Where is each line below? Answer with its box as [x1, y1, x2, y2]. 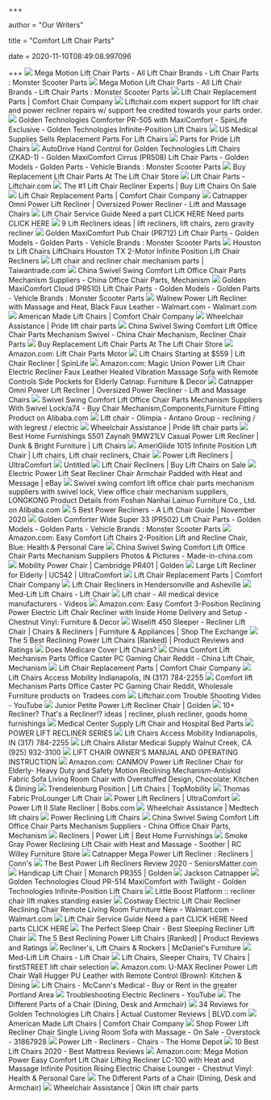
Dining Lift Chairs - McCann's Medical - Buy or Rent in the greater [8, 980, 238, 990]
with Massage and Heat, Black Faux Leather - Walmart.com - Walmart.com [8, 302, 257, 311]
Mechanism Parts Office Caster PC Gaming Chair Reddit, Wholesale [8, 681, 234, 691]
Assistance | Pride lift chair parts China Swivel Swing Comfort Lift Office [8, 321, 258, 331]
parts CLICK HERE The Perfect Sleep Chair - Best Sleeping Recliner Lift [8, 924, 256, 934]
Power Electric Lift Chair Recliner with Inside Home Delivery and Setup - [8, 608, 248, 617]
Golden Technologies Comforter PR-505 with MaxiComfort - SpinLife [18, 115, 248, 124]
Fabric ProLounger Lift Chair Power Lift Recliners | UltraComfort [8, 794, 231, 803]
